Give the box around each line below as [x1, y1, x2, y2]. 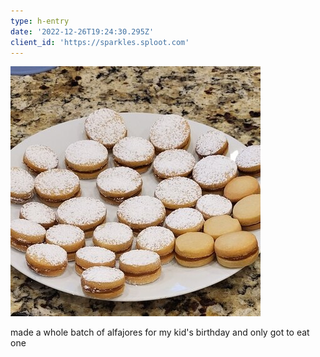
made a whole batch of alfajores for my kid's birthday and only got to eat [10, 326, 310, 339]
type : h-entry [10, 16, 70, 26]
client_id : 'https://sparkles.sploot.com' [10, 37, 190, 47]
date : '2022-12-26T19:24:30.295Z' [10, 26, 155, 37]
